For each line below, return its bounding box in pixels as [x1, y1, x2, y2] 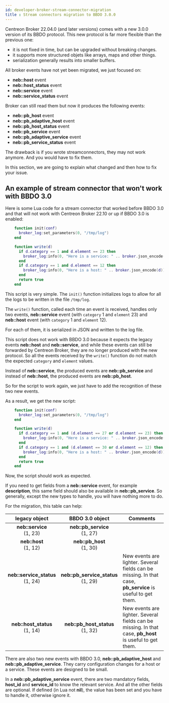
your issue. [5, 170, 29, 176]
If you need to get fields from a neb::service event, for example [5, 482, 137, 489]
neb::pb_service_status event [12, 139, 76, 145]
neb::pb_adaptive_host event [12, 118, 75, 124]
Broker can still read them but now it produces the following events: [5, 102, 145, 109]
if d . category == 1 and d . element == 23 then [18, 249, 116, 254]
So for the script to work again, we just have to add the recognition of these [5, 383, 162, 389]
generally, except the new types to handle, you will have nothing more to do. [5, 493, 163, 500]
